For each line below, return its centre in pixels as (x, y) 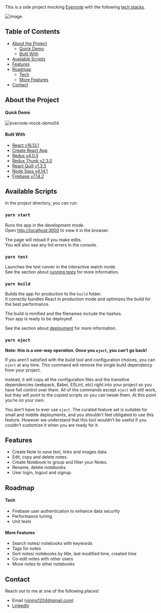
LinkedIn (21, 606)
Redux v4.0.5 (25, 156)
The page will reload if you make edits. (44, 240)
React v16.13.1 (26, 145)
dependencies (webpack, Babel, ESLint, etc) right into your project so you (79, 385)
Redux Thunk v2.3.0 (32, 160)
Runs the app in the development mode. (45, 225)
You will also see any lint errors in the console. (51, 245)
